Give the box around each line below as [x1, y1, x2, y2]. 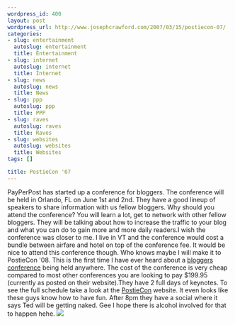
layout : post [7, 17, 46, 24]
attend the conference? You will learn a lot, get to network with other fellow [7, 210, 227, 219]
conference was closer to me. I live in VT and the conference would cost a [7, 233, 224, 241]
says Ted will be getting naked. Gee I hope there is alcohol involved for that [7, 301, 227, 309]
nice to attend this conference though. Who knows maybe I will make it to [7, 248, 222, 256]
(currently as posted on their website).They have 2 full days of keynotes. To [7, 278, 228, 287]
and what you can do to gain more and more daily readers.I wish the [7, 225, 207, 234]
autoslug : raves [13, 122, 62, 130]
